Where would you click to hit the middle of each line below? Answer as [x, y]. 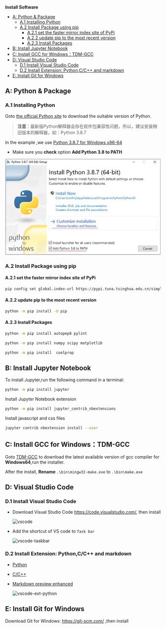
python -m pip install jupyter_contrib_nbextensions [61, 409]
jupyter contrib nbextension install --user [52, 428]
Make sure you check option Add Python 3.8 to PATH [67, 152]
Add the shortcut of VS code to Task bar [53, 531]
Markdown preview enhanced [42, 583]
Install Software [22, 7]
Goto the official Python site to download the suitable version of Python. [78, 116]
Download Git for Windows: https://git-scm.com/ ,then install [67, 621]
